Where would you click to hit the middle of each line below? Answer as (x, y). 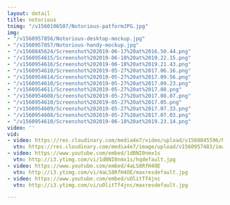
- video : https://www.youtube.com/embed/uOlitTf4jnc (84, 178)
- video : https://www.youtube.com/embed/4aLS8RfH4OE (84, 166)
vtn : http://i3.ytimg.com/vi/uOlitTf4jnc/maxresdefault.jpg (101, 185)
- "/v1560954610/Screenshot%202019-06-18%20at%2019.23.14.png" (99, 121)
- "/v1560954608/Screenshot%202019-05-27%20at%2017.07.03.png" (99, 115)
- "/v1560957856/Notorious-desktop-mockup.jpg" (76, 39)
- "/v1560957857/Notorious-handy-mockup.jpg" (73, 45)
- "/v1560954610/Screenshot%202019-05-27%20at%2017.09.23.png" (99, 83)
